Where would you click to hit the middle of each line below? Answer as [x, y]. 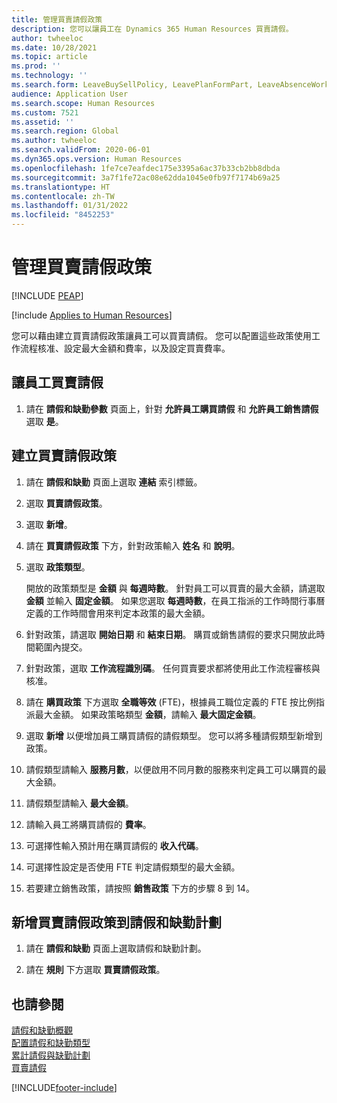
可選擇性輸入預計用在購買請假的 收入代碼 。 [114, 845]
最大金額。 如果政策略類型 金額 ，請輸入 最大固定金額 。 [148, 714]
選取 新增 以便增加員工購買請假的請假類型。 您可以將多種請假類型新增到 [174, 735]
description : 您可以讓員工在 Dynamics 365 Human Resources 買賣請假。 [152, 29]
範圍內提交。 [61, 647]
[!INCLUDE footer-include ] [64, 1088]
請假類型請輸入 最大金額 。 [79, 803]
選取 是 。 [44, 421]
